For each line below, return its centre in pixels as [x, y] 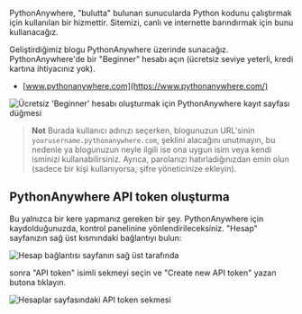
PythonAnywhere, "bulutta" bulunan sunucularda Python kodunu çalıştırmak [151, 13]
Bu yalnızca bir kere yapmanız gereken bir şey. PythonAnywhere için [137, 219]
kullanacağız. [34, 32]
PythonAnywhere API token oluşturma [119, 197]
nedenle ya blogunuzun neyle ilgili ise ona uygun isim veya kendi [151, 149]
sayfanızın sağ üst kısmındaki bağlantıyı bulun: [96, 238]
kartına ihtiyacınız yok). [52, 68]
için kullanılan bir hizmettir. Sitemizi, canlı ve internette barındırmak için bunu [151, 22]
